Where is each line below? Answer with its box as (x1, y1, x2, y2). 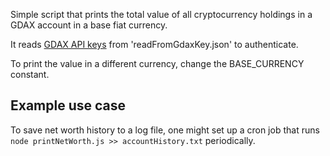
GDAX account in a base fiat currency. (10, 19, 168, 31)
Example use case (10, 97, 127, 114)
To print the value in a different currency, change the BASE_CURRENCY (10, 58, 305, 69)
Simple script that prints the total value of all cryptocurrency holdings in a (10, 9, 313, 20)
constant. (10, 69, 50, 80)
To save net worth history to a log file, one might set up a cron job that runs (10, 124, 320, 136)
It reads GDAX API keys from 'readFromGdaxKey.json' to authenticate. (10, 39, 299, 50)
